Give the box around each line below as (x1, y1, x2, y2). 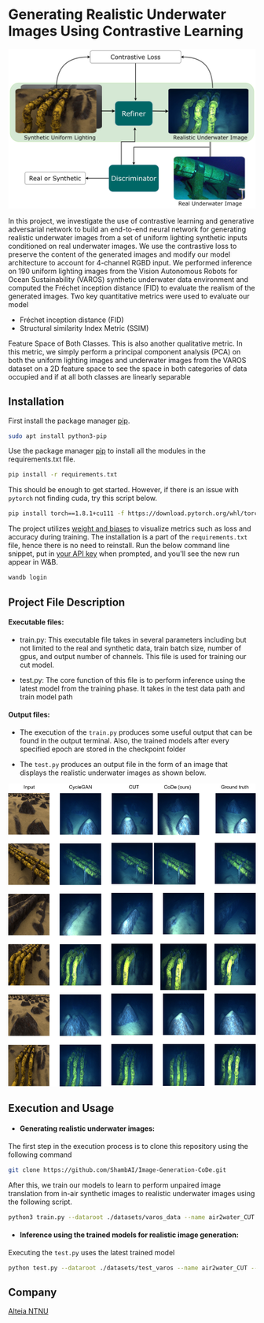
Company (8, 1285, 57, 1299)
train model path (19, 691, 73, 702)
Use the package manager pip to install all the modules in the (8, 447, 206, 456)
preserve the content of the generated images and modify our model (8, 250, 230, 259)
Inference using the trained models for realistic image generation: (19, 1230, 240, 1240)
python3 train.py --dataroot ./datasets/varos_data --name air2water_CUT (8, 1213, 255, 1221)
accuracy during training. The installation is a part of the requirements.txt (8, 532, 248, 542)
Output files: (8, 710, 50, 720)
